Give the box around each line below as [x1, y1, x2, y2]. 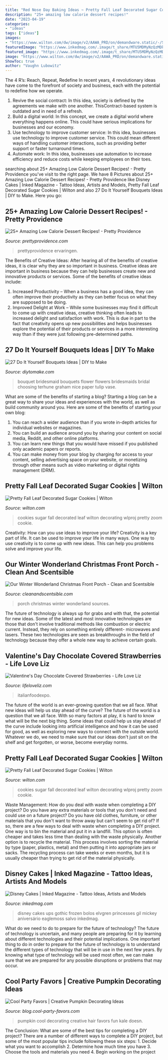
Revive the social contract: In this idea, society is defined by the [12, 97, 144, 103]
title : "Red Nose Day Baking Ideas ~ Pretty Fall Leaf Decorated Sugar [5, 7, 157, 13]
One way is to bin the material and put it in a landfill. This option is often [5, 829, 152, 834]
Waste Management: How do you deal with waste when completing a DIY [5, 802, 156, 808]
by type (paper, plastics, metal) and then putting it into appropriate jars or [5, 844, 156, 850]
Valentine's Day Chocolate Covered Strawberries [5, 651, 161, 660]
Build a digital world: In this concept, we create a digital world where [12, 113, 153, 119]
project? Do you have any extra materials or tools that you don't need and [5, 807, 156, 813]
